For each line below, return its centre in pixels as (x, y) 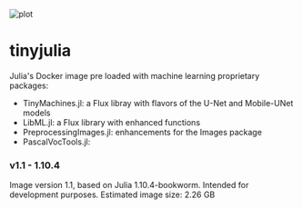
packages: (29, 85)
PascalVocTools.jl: (56, 142)
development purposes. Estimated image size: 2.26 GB (112, 194)
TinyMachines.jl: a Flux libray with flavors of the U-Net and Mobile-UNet (158, 103)
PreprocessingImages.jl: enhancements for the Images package (142, 132)
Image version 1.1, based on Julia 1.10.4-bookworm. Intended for (129, 185)
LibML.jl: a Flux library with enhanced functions (111, 122)
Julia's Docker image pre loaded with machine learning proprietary (135, 75)
